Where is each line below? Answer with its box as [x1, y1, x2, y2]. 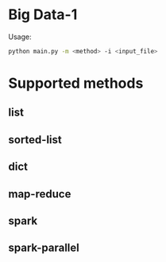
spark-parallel [8, 241, 79, 255]
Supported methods [8, 74, 144, 92]
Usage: [8, 32, 32, 41]
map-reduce [8, 187, 71, 201]
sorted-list [8, 133, 62, 147]
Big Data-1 [8, 6, 78, 24]
